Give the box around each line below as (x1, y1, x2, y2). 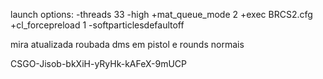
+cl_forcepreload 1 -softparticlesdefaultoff (10, 19, 185, 31)
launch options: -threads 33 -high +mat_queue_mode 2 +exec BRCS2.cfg (10, 9, 313, 20)
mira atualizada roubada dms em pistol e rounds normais (10, 39, 245, 50)
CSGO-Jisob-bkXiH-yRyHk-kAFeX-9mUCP (10, 58, 188, 69)
